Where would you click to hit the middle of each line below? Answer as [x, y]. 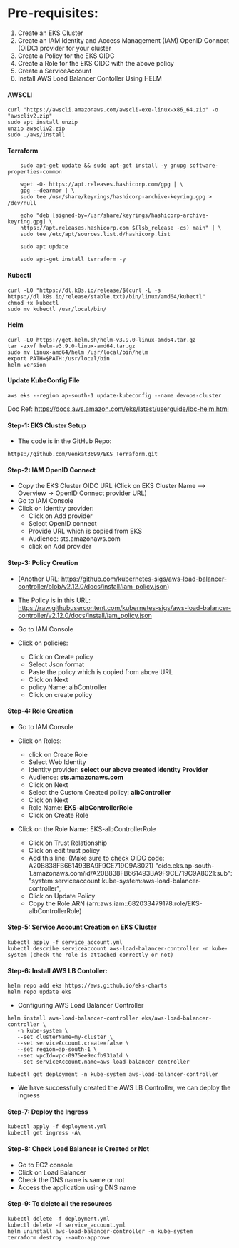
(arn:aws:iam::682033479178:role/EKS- [144, 903]
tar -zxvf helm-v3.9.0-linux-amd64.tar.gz [71, 346]
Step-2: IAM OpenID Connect [52, 470]
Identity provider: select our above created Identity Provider [118, 769]
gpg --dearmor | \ [47, 191]
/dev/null [22, 203]
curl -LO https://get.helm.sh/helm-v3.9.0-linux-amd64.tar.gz [102, 340]
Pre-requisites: [53, 13]
